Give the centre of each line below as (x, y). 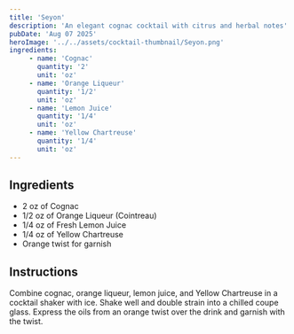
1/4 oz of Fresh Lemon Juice (74, 225)
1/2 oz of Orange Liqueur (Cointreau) (89, 216)
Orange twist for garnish (67, 244)
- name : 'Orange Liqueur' (77, 83)
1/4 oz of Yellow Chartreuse (73, 235)
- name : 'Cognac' (61, 58)
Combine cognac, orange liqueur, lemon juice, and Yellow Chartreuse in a (143, 293)
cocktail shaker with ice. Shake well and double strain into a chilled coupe (144, 303)
